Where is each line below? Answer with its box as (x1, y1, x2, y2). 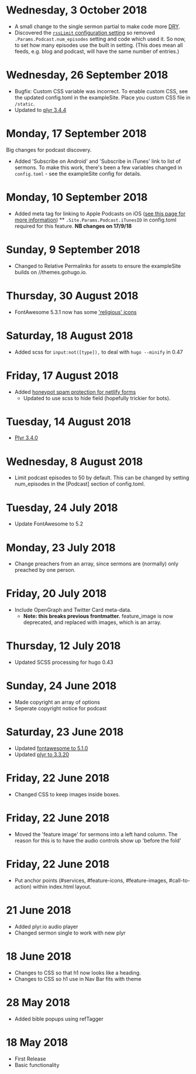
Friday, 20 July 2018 (6, 587, 107, 601)
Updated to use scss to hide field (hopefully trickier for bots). (23, 394, 171, 401)
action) (14, 883, 32, 890)
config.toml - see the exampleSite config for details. (14, 170, 142, 177)
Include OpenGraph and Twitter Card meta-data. (14, 606, 132, 613)
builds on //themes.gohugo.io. (14, 268, 88, 275)
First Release (14, 1055, 46, 1062)
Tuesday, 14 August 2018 (6, 415, 132, 428)
